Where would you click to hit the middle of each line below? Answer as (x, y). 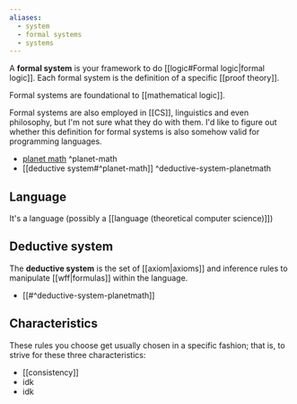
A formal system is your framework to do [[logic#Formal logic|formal (137, 68)
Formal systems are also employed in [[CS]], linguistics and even (129, 112)
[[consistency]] (50, 372)
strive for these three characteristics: (78, 355)
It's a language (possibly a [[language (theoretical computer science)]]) (141, 219)
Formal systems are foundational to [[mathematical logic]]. (118, 95)
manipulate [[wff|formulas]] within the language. (99, 278)
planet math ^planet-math (70, 159)
